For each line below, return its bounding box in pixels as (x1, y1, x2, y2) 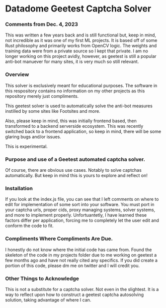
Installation (5, 185, 33, 192)
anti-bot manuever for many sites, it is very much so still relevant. (5, 58, 139, 65)
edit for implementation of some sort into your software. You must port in (5, 202, 155, 208)
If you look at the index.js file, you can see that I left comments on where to (5, 196, 159, 202)
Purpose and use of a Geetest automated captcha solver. (5, 156, 146, 163)
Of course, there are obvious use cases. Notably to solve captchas (5, 167, 142, 173)
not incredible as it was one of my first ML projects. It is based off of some (5, 37, 158, 43)
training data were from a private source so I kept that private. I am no (5, 48, 148, 54)
